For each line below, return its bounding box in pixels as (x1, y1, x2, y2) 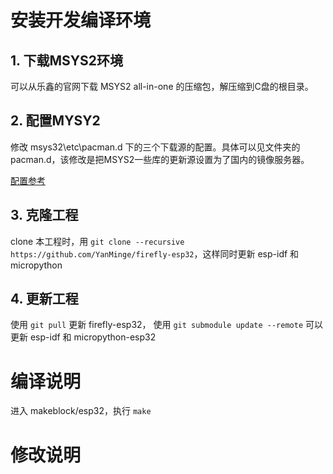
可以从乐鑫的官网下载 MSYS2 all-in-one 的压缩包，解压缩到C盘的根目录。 (10, 81, 314, 92)
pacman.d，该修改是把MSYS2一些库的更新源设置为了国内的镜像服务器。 (10, 153, 310, 165)
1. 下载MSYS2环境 (10, 52, 124, 69)
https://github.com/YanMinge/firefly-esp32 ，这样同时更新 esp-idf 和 (10, 247, 300, 260)
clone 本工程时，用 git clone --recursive (10, 235, 185, 247)
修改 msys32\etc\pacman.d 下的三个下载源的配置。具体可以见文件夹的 (10, 141, 301, 153)
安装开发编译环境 (10, 9, 152, 32)
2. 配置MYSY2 (10, 112, 101, 130)
